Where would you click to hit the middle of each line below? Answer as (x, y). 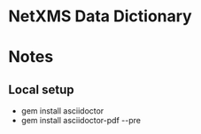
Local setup (41, 89)
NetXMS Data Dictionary (100, 16)
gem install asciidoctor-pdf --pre (81, 121)
